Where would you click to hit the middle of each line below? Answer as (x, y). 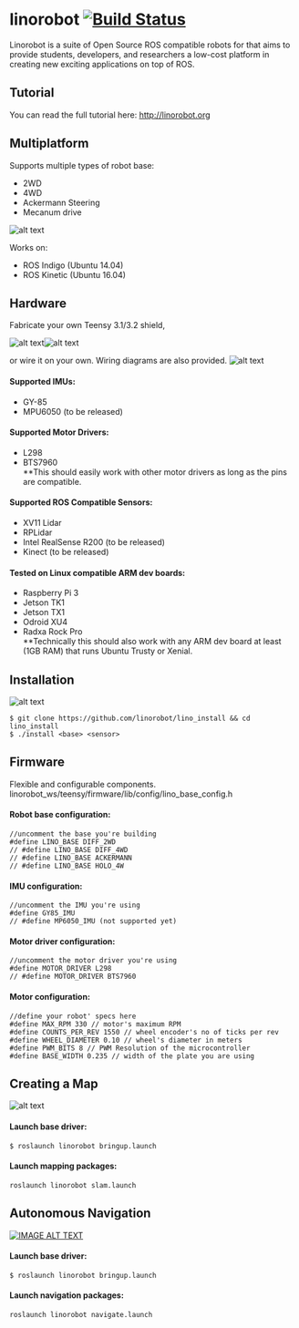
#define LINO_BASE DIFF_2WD (63, 842)
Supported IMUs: (42, 381)
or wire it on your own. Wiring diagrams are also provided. (119, 361)
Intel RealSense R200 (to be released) (94, 541)
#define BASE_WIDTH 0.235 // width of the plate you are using (132, 1056)
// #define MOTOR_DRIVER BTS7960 (73, 977)
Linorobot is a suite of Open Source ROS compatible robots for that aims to (150, 45)
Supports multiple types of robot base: (82, 165)
